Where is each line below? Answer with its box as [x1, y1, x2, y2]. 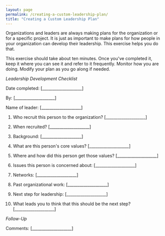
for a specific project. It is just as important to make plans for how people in [5, 35, 161, 41]
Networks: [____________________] [12, 172, 79, 178]
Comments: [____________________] [5, 226, 74, 232]
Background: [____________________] [12, 134, 83, 140]
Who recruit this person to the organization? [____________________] [12, 114, 147, 120]
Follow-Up [5, 216, 27, 222]
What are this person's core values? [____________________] [12, 143, 131, 149]
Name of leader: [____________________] [5, 105, 83, 111]
